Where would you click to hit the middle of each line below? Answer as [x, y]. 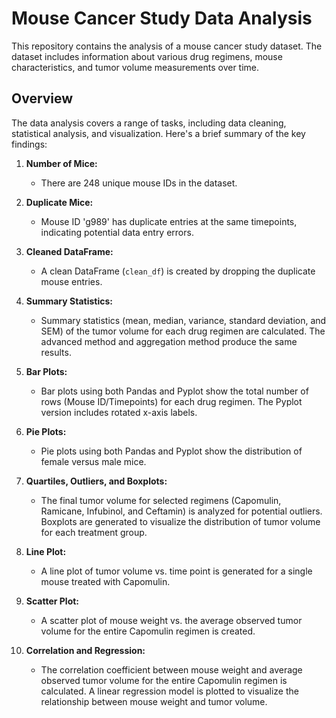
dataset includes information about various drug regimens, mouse [147, 56]
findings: [29, 144]
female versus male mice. [93, 461]
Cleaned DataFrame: [69, 251]
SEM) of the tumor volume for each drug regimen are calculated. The [183, 331]
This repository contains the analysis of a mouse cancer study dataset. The [167, 46]
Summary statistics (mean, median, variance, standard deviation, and [183, 320]
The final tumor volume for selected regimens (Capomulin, [161, 500]
